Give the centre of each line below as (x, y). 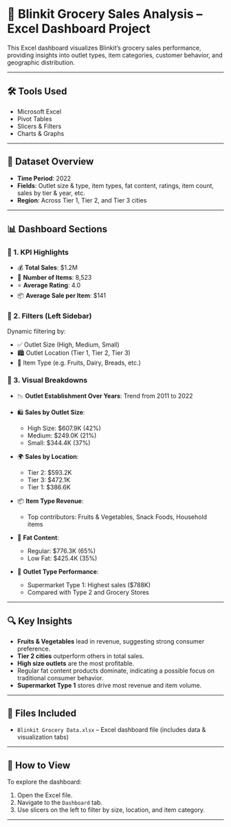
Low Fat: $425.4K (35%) (62, 558)
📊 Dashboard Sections (57, 229)
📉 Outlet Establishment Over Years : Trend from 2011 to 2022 (105, 396)
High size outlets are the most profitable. (76, 663)
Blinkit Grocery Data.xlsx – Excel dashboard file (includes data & (111, 730)
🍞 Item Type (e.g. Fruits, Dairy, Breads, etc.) (79, 363)
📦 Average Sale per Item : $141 (62, 296)
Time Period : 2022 (44, 178)
